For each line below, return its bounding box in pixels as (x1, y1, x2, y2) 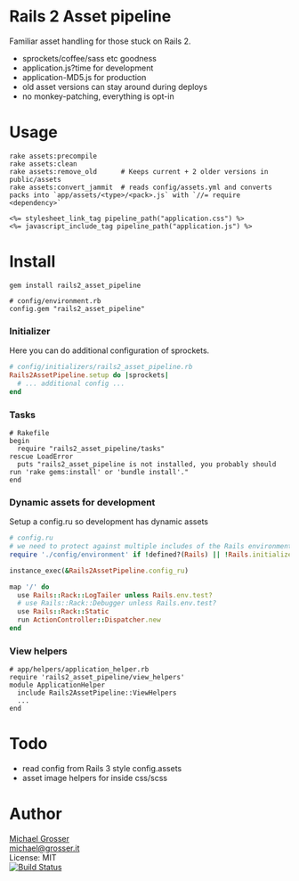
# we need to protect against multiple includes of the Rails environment (9, 542, 293, 551)
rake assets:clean (9, 159, 77, 169)
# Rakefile (9, 428, 50, 438)
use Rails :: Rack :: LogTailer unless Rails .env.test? (17, 590, 214, 599)
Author (9, 804, 62, 824)
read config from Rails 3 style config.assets (21, 763, 182, 774)
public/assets (9, 175, 62, 184)
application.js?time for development (21, 62, 154, 73)
